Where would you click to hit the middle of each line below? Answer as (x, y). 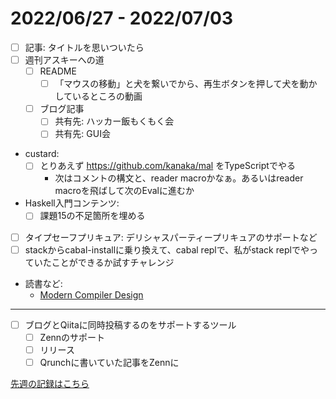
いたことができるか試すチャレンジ (104, 262)
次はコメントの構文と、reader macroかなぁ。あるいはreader (179, 178)
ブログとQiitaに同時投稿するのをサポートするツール (130, 324)
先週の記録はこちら (50, 383)
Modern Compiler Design (91, 294)
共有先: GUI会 (82, 134)
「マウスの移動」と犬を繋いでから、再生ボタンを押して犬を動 (181, 84)
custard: (42, 154)
